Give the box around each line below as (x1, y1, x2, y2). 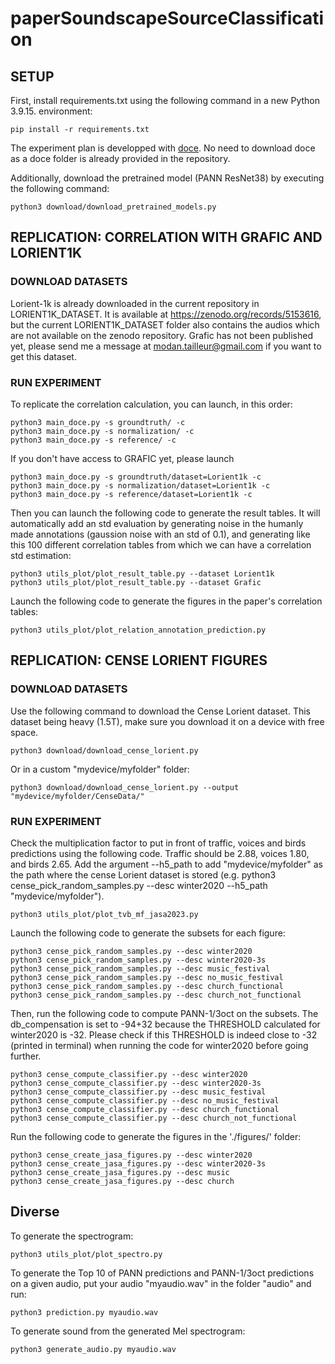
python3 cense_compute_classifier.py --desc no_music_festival (10, 1095, 280, 1106)
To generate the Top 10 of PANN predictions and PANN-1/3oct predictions (10, 1267, 315, 1279)
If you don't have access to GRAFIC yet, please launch (10, 452, 235, 464)
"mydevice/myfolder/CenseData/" (10, 791, 145, 801)
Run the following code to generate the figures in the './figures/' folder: (10, 1130, 302, 1142)
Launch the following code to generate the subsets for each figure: (10, 927, 286, 939)
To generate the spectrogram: (10, 1230, 134, 1242)
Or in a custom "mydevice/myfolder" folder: (10, 763, 190, 775)
